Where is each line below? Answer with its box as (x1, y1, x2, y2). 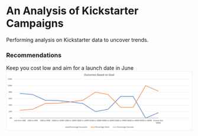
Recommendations (6, 51, 62, 59)
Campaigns (6, 17, 64, 30)
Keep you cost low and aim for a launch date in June (6, 64, 134, 72)
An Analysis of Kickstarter (6, 4, 139, 18)
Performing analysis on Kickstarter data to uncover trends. (6, 36, 149, 43)
